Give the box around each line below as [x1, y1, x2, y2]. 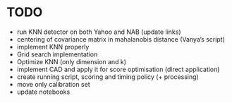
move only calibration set [16, 80, 90, 88]
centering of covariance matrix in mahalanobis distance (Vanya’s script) [16, 35, 225, 43]
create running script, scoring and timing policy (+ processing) [16, 72, 199, 81]
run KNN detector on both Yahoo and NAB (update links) [16, 28, 181, 36]
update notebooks [16, 87, 71, 96]
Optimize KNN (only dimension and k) [16, 57, 127, 66]
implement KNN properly [16, 42, 90, 51]
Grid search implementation [16, 50, 98, 59]
